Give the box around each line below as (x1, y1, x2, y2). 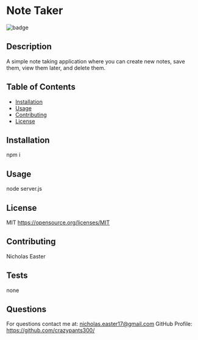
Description (6, 41, 52, 52)
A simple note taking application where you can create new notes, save (6, 57, 185, 65)
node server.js (6, 185, 43, 193)
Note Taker (6, 4, 63, 18)
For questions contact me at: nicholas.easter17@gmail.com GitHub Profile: (6, 321, 193, 328)
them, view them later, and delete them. (6, 64, 106, 71)
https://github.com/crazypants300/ (6, 327, 95, 334)
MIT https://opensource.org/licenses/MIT (6, 219, 110, 226)
